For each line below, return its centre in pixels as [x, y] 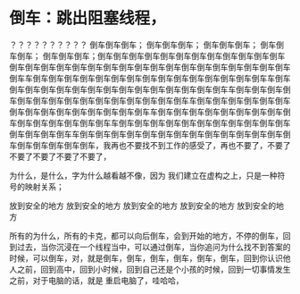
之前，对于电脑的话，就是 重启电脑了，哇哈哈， [96, 280]
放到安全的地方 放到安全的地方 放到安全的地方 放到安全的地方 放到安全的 [143, 206]
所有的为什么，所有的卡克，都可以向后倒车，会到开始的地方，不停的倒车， [146, 235]
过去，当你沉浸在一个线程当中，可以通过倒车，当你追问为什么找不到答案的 [154, 247]
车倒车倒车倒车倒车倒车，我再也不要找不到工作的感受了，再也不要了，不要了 [150, 145]
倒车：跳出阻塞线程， [88, 18]
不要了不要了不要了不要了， [60, 156]
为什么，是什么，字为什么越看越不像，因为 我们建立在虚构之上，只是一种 [143, 175]
